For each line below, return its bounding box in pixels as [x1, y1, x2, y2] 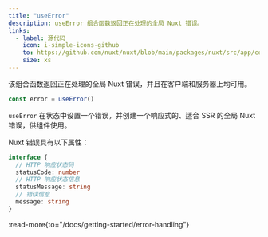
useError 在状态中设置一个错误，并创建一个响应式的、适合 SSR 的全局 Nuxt [8, 110, 256, 120]
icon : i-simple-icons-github [22, 41, 120, 49]
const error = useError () [8, 95, 94, 103]
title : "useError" [8, 11, 69, 20]
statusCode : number [15, 168, 81, 176]
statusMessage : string [15, 183, 91, 192]
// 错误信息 [15, 191, 50, 199]
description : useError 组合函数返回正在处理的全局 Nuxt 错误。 [8, 19, 203, 27]
